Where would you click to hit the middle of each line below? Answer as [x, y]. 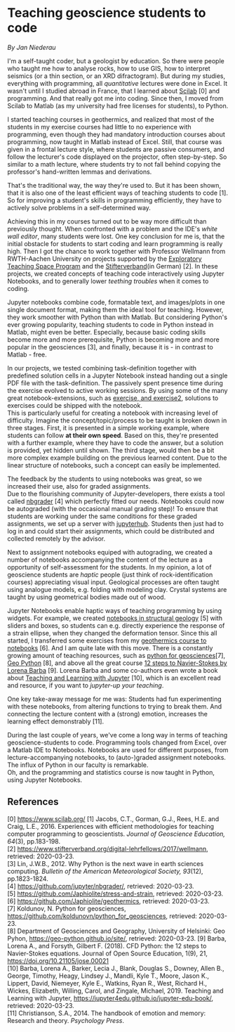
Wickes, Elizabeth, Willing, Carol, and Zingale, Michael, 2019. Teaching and [115, 991]
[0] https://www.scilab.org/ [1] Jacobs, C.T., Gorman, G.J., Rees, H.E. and [113, 819]
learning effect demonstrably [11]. [55, 721]
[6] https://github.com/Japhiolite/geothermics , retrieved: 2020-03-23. [108, 901]
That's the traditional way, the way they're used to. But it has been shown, [114, 185]
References [33, 802]
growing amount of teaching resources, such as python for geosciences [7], [116, 655]
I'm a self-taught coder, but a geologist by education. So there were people [116, 60]
